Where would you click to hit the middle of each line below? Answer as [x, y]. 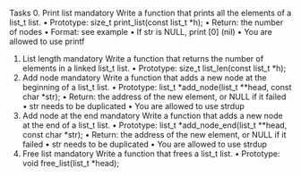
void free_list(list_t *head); [70, 163]
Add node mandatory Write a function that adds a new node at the [144, 78]
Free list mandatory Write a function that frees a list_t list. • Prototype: [151, 154]
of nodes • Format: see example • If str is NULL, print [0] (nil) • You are [141, 32]
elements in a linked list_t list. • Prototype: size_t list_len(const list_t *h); [154, 68]
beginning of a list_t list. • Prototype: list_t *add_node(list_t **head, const [157, 87]
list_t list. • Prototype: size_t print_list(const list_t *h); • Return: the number [146, 22]
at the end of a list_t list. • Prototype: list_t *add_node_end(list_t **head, [155, 125]
